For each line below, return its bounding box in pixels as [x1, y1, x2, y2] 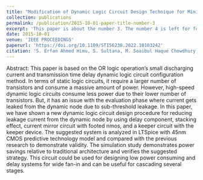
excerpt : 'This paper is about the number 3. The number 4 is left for [6, 25, 190, 32]
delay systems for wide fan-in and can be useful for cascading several [6, 160, 182, 167]
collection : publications [6, 14, 71, 20]
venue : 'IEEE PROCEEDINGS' [6, 37, 74, 43]
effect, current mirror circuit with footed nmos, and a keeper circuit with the [6, 122, 195, 129]
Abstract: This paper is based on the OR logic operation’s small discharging [6, 64, 193, 72]
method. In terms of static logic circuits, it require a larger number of [6, 77, 176, 84]
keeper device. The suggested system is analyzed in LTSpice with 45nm [6, 128, 186, 135]
